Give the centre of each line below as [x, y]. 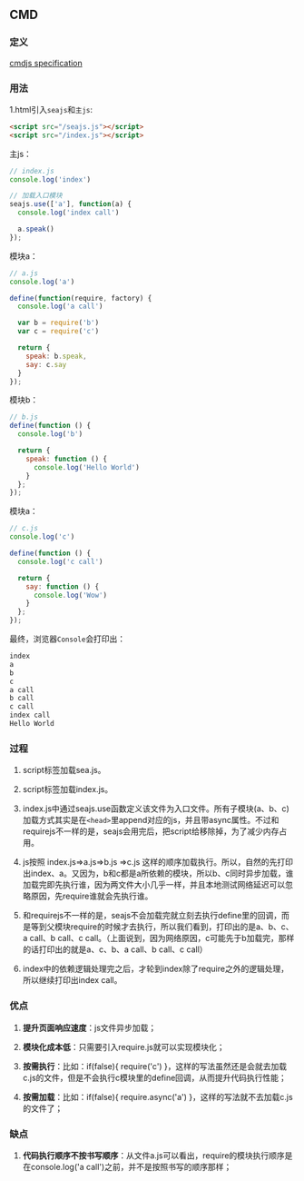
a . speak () [36, 229]
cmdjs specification [46, 63]
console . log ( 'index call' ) [69, 213]
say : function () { [63, 586]
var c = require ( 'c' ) [59, 332]
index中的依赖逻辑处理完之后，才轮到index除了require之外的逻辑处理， [155, 969]
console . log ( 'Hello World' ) [87, 467]
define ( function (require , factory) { [81, 298]
